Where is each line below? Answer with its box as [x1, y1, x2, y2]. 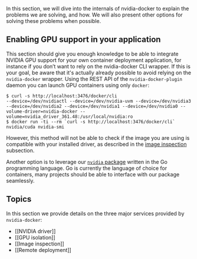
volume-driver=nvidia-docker [6, 109, 78, 114]
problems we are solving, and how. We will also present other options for [6, 11, 183, 18]
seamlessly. [6, 177, 35, 184]
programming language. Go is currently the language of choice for [6, 165, 167, 172]
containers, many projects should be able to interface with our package [6, 171, 180, 178]
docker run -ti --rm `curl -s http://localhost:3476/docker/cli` [11, 119, 176, 124]
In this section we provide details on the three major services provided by [6, 209, 185, 217]
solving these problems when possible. [6, 18, 101, 24]
